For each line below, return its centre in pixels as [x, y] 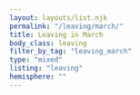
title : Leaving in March [56, 34]
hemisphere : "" [38, 77]
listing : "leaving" [46, 69]
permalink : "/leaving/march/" [67, 26]
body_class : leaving [49, 43]
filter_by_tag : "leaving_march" [70, 52]
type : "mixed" [36, 60]
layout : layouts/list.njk [58, 18]
